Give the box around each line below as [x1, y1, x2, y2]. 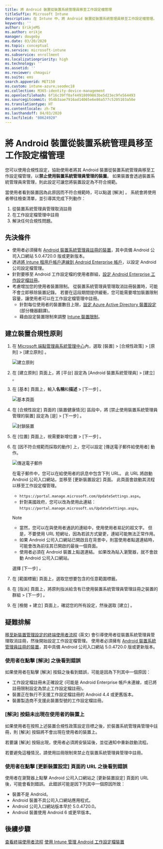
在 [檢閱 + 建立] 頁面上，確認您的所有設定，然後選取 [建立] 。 [12, 603, 135, 608]
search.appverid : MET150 [5, 79, 55, 84]
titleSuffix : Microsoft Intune [5, 12, 68, 16]
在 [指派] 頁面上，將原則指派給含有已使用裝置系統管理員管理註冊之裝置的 [12, 586, 158, 592]
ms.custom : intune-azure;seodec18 [5, 83, 75, 89]
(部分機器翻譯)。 [19, 308, 52, 313]
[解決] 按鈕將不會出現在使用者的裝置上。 [18, 729, 100, 735]
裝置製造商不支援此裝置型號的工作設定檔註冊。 [12, 698, 106, 703]
